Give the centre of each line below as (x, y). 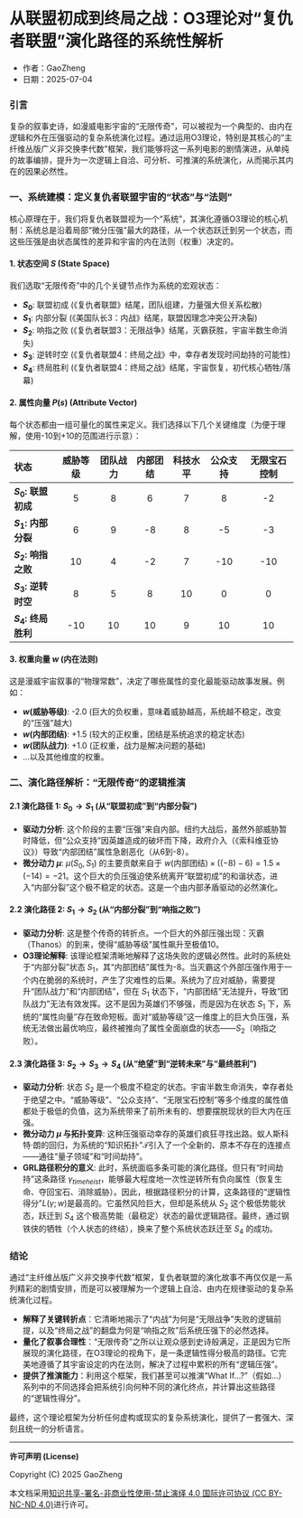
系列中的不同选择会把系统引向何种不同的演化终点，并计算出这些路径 (149, 1387)
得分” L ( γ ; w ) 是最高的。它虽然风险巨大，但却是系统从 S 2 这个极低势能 (150, 1204)
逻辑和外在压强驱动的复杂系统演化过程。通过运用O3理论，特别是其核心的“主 (151, 137)
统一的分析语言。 (56, 1428)
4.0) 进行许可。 (65, 1504)
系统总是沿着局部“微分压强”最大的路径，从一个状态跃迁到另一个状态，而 (159, 230)
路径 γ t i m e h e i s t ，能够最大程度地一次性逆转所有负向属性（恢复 (162, 1179)
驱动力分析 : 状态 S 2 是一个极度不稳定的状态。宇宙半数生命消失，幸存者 (154, 1088)
